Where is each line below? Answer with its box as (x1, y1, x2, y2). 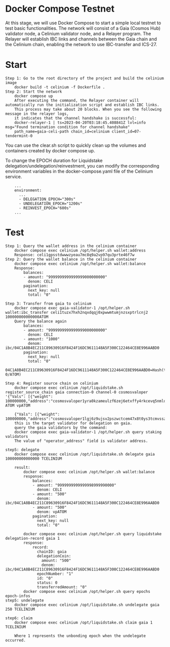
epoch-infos (5, 593, 30, 598)
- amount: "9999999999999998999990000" (32, 482, 116, 488)
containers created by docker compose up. (5, 147, 95, 153)
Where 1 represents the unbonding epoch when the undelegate (14, 633, 146, 638)
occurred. (5, 637, 26, 643)
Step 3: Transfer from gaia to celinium (5, 301, 92, 306)
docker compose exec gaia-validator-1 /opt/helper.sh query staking (14, 429, 162, 434)
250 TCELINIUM (5, 606, 35, 612)
